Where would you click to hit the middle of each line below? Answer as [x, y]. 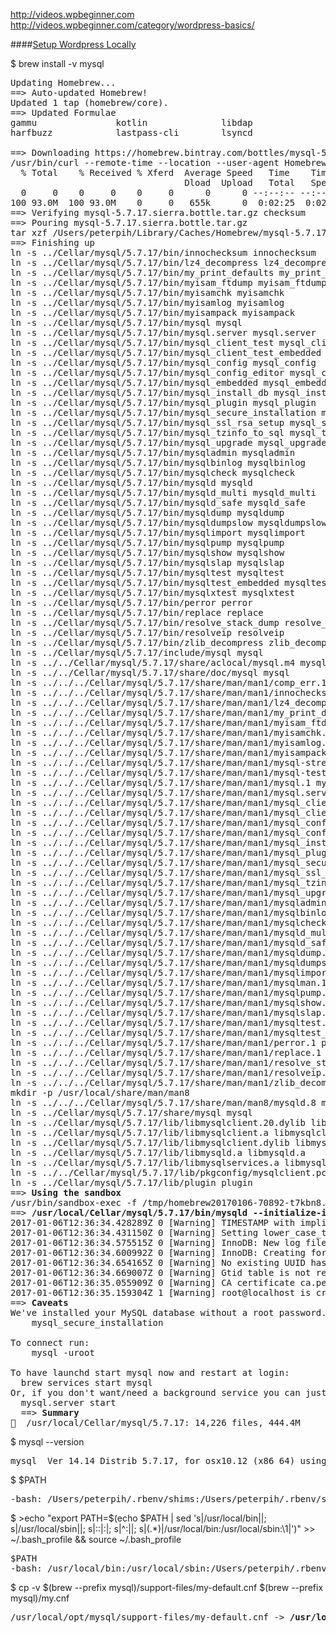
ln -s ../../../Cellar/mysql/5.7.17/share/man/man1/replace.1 [166, 1052]
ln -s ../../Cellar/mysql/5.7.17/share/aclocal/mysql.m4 [153, 662]
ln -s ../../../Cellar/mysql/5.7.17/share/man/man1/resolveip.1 [171, 1072]
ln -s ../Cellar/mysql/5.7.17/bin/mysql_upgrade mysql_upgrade [168, 442]
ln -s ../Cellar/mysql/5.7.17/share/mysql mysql [131, 1112]
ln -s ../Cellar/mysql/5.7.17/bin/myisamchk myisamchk [147, 292]
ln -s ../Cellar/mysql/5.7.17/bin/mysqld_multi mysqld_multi [163, 492]
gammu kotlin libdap [131, 122]
